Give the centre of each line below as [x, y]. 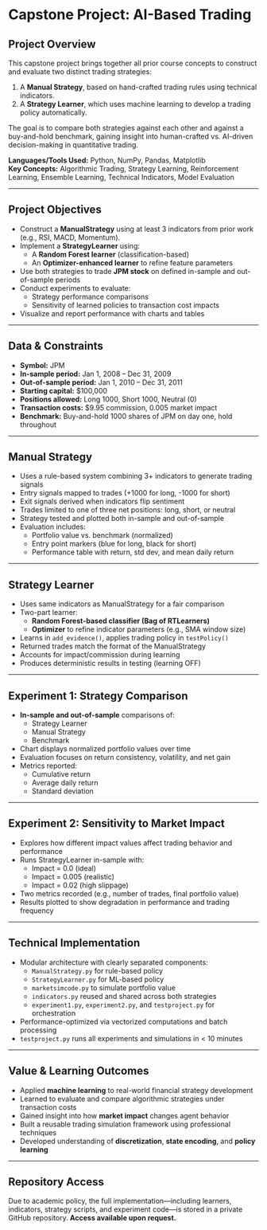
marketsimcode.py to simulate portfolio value [104, 987]
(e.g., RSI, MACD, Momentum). [70, 237]
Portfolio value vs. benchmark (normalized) [102, 535]
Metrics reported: [48, 766]
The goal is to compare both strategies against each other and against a [126, 128]
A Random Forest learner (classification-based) [110, 254]
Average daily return [65, 783]
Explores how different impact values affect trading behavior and [126, 843]
